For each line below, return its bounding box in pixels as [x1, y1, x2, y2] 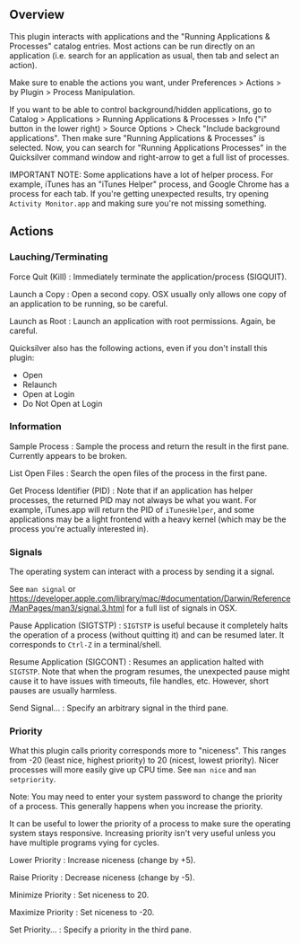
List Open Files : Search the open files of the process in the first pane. [9, 467, 268, 479]
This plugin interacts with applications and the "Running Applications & [9, 31, 270, 41]
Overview [9, 7, 65, 22]
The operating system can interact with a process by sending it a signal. [9, 566, 275, 578]
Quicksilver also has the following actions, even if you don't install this [9, 342, 268, 353]
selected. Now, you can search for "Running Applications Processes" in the [9, 142, 287, 153]
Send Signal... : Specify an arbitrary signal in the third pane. [9, 702, 229, 713]
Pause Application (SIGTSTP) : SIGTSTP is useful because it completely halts [9, 620, 288, 631]
